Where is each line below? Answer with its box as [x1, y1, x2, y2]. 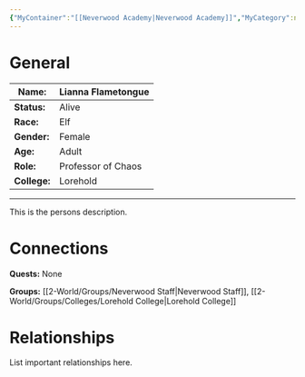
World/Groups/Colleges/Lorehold [9, 295, 134, 306]
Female [58, 130, 91, 143]
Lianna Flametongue [58, 85, 150, 98]
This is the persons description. [9, 206, 128, 217]
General [9, 52, 71, 73]
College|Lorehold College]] [134, 295, 237, 306]
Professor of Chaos [58, 160, 143, 173]
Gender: [14, 130, 50, 143]
